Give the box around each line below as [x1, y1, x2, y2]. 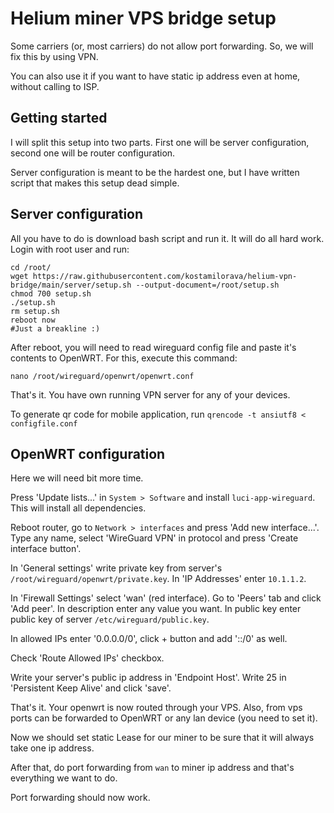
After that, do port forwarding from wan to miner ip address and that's [10, 762, 295, 774]
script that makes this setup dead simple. [10, 177, 180, 189]
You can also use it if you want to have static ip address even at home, [10, 70, 301, 82]
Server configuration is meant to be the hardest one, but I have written [10, 166, 300, 178]
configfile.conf [10, 418, 78, 429]
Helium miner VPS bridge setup [10, 7, 277, 30]
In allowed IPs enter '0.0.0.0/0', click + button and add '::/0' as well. [10, 633, 288, 645]
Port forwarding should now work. [10, 792, 151, 804]
